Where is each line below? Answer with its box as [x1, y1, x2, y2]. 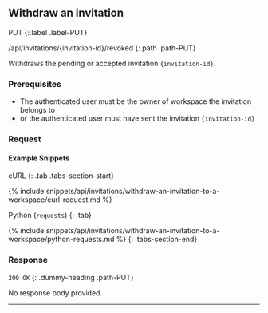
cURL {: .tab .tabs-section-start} [8, 171, 114, 180]
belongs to [19, 105, 56, 115]
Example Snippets [8, 153, 70, 163]
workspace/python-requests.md [8, 235, 115, 244]
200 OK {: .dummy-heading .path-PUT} [8, 272, 134, 282]
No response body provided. [8, 287, 102, 298]
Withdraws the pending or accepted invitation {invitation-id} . [8, 58, 216, 68]
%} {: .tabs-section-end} [116, 235, 198, 244]
